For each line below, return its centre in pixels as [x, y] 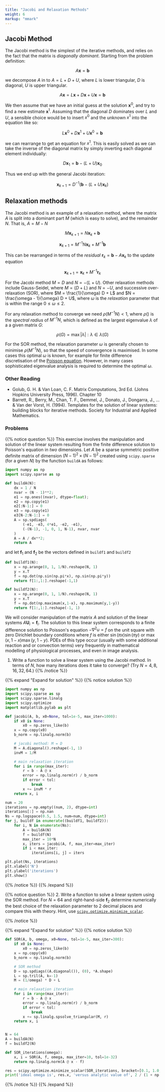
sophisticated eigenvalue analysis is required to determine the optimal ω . [79, 366]
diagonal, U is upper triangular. [36, 85]
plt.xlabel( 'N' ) [22, 867]
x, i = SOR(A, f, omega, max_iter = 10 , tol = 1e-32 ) [66, 1057]
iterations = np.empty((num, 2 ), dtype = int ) [51, 807]
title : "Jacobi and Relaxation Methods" [47, 10]
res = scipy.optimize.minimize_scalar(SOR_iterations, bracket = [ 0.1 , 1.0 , [83, 1071]
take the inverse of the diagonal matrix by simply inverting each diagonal [79, 149]
